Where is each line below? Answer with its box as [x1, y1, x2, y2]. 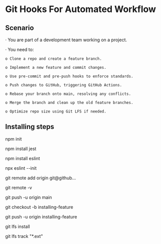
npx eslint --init [5, 165, 37, 171]
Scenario [5, 24, 34, 32]
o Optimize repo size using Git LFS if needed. [5, 109, 107, 114]
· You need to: [5, 47, 34, 52]
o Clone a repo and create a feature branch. [5, 56, 102, 61]
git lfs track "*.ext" [5, 233, 43, 239]
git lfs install [5, 223, 30, 229]
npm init [5, 136, 22, 142]
